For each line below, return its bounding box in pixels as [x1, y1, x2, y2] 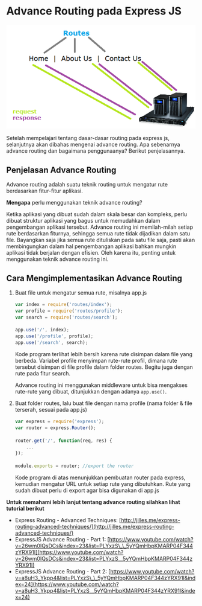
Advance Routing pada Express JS [6, 4, 182, 18]
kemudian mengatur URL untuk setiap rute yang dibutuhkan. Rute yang [14, 480, 191, 488]
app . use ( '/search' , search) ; [14, 340, 88, 346]
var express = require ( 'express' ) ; [14, 418, 105, 425]
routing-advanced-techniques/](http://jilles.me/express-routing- [14, 523, 174, 531]
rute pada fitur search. [14, 370, 71, 377]
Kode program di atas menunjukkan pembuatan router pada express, [14, 474, 186, 481]
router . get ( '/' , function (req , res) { [14, 438, 112, 444]
